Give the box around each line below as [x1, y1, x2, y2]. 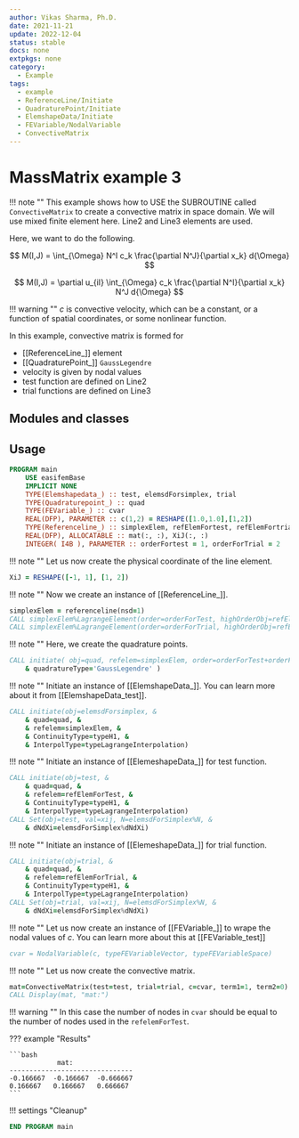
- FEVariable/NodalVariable [17, 121, 122, 130]
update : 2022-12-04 [9, 29, 82, 38]
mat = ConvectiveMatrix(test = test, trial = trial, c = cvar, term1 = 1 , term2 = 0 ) [9, 982, 289, 991]
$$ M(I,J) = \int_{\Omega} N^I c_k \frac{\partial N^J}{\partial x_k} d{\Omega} [9, 250, 290, 261]
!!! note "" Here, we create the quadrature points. [9, 638, 189, 650]
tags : [9, 79, 29, 88]
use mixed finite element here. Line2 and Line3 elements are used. [9, 215, 254, 226]
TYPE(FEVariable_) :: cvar [25, 507, 125, 516]
